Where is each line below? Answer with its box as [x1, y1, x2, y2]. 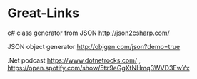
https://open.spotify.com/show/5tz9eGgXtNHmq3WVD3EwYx [7, 63, 191, 72]
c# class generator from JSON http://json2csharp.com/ [7, 28, 170, 37]
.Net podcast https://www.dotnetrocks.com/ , [7, 56, 141, 65]
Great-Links [7, 5, 80, 21]
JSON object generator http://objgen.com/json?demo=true [7, 42, 181, 51]
